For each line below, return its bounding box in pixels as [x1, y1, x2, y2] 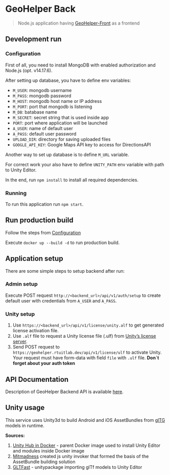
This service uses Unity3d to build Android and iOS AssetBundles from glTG [5, 417, 165, 423]
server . [12, 338, 28, 344]
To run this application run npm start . [5, 201, 84, 207]
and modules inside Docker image [12, 447, 85, 454]
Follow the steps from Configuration [5, 229, 81, 235]
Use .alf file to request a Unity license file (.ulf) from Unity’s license [12, 333, 156, 339]
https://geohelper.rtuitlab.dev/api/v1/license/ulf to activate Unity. [12, 349, 162, 356]
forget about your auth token [12, 360, 76, 366]
